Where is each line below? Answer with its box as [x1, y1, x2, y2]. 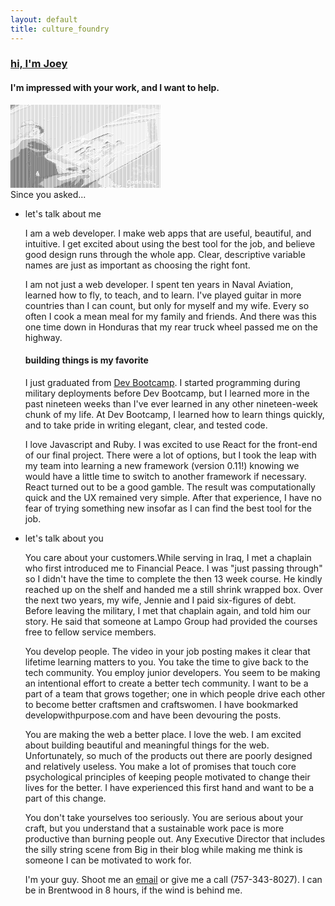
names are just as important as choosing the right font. [24, 259, 251, 271]
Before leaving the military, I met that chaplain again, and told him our [24, 604, 312, 616]
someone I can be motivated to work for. [24, 854, 192, 866]
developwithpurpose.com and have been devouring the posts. [24, 709, 282, 721]
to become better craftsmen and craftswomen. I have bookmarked [24, 698, 299, 710]
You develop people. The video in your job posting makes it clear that [24, 645, 311, 657]
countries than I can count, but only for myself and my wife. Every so [24, 299, 310, 311]
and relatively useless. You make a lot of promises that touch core [24, 760, 297, 772]
